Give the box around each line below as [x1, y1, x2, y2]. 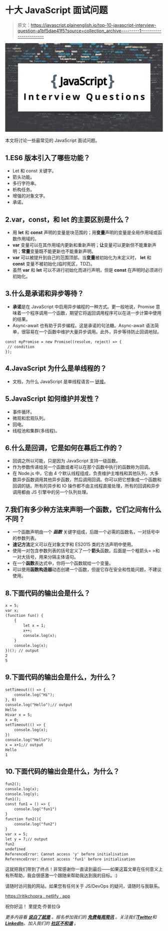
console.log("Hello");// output [5, 702, 72, 707]
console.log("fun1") [14, 806, 57, 812]
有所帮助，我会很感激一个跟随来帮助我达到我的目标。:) [5, 872, 118, 878]
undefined [5, 846, 26, 852]
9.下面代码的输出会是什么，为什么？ [5, 673, 117, 681]
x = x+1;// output [5, 742, 43, 747]
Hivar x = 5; [5, 712, 32, 717]
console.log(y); [5, 791, 39, 797]
